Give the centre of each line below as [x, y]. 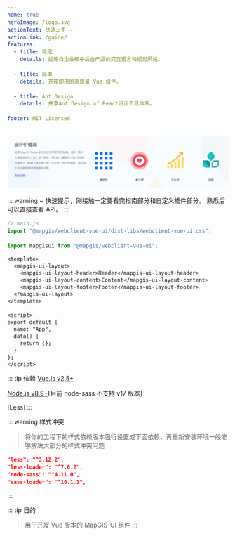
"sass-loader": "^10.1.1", [47, 482]
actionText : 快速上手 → [40, 30]
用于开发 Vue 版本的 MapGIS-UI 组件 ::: [81, 525]
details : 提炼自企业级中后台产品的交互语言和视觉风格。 [92, 60]
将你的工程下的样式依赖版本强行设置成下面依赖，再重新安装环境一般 [123, 437]
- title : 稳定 [33, 52]
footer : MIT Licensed [39, 119]
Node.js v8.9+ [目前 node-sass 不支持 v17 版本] [75, 393]
